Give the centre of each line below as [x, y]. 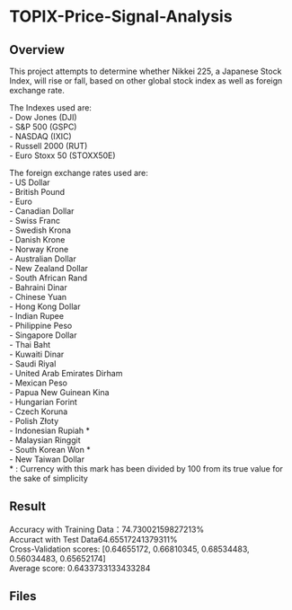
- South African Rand [49, 278]
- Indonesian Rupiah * [50, 430]
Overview [37, 50]
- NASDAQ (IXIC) [40, 136]
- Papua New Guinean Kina [59, 392]
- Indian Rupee [37, 316]
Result [28, 506]
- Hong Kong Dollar [45, 306]
